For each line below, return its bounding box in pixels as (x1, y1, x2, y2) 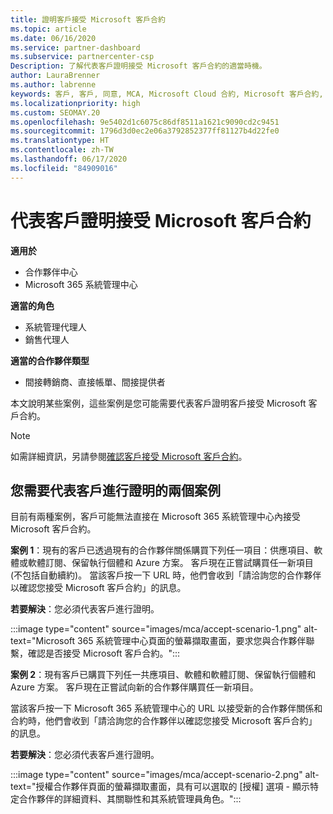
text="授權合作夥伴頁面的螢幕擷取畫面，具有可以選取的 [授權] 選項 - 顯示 (10, 781, 310, 793)
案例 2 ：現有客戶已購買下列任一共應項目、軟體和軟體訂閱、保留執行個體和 (10, 669, 317, 681)
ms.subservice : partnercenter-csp (10, 52, 155, 62)
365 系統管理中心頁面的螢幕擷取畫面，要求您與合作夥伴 (77, 635, 307, 647)
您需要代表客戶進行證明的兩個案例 (10, 482, 221, 499)
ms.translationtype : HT (10, 136, 110, 146)
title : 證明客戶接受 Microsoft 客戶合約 (10, 14, 166, 25)
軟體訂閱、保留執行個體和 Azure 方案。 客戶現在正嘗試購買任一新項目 (27, 557, 314, 569)
